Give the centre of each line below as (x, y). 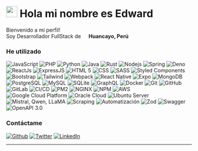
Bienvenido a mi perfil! (33, 30)
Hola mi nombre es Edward (86, 14)
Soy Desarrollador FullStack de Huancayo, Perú (67, 36)
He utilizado (24, 51)
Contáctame (24, 123)
